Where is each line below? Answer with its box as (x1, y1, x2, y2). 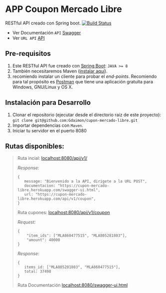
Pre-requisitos (5, 49, 51, 58)
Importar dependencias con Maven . (12, 122, 83, 128)
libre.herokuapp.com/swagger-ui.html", (17, 188, 101, 193)
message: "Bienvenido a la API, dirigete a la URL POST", (24, 179, 148, 184)
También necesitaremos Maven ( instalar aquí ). (12, 68, 108, 74)
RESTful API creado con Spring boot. (5, 20, 81, 26)
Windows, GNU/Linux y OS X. (12, 84, 73, 90)
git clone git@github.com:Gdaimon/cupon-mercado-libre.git (12, 118, 138, 123)
